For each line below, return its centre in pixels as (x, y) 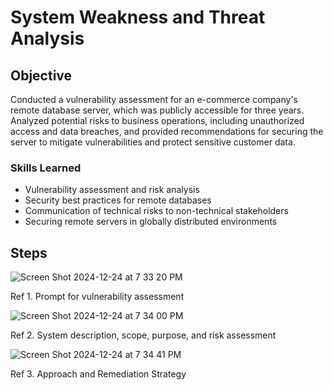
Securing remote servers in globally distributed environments (151, 222)
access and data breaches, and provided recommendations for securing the (167, 131)
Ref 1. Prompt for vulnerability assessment (97, 297)
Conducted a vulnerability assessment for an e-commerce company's (154, 99)
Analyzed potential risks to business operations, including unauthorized (157, 120)
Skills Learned (46, 168)
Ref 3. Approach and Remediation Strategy (98, 374)
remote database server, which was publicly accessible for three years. (157, 110)
